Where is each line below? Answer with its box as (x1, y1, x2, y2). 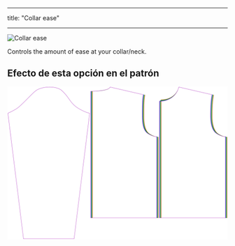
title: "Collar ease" (7, 14, 60, 22)
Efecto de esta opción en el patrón (7, 68, 159, 79)
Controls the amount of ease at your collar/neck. (7, 47, 147, 56)
